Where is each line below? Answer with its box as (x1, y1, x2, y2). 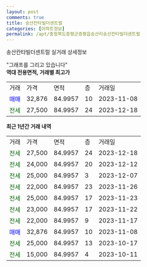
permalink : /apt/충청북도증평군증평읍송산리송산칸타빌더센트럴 (6, 31, 140, 37)
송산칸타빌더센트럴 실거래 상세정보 (6, 49, 87, 56)
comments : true (6, 14, 45, 20)
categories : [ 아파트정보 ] (6, 25, 65, 32)
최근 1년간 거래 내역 (6, 123, 52, 130)
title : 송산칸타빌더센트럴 (6, 20, 63, 26)
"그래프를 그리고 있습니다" (6, 61, 68, 69)
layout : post (6, 8, 39, 15)
